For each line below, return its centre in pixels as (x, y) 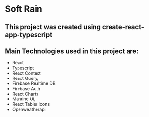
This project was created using (53, 27)
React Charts (25, 94)
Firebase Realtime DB (34, 83)
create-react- (123, 27)
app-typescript (29, 34)
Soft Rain (24, 9)
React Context (26, 73)
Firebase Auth (26, 89)
